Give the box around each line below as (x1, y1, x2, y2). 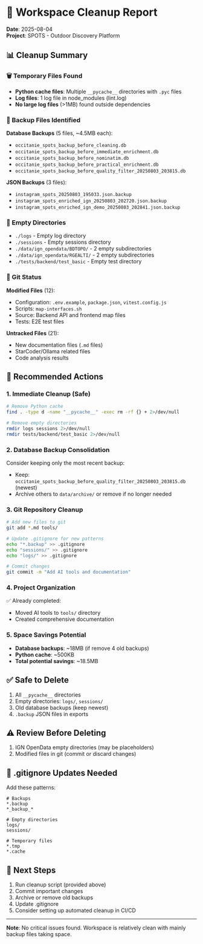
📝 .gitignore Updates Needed (6, 768, 118, 778)
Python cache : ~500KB (14, 651, 74, 658)
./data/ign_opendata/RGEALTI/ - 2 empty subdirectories (14, 251, 155, 259)
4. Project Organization (6, 583, 76, 592)
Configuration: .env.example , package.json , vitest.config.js (14, 298, 167, 306)
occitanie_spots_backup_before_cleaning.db (14, 142, 127, 148)
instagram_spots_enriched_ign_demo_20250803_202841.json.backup (14, 204, 181, 211)
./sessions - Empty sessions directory (14, 238, 111, 246)
